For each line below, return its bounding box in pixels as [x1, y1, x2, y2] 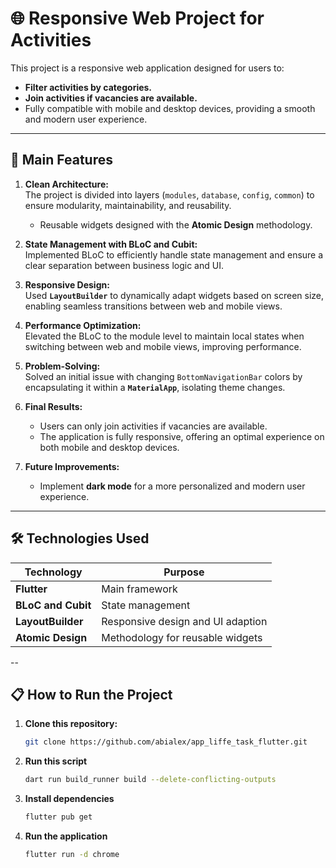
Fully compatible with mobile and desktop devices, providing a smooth [24, 102, 316, 114]
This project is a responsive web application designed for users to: [10, 62, 285, 74]
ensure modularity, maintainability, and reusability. [24, 199, 232, 211]
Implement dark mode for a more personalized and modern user [39, 480, 306, 492]
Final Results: [24, 400, 83, 412]
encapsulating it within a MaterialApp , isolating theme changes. [24, 381, 286, 393]
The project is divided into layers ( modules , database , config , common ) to [24, 188, 315, 201]
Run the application [24, 830, 108, 842]
